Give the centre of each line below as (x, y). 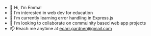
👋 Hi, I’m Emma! (25, 8)
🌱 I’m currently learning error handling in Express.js (62, 18)
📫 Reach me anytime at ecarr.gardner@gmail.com (61, 28)
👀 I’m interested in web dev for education (51, 13)
